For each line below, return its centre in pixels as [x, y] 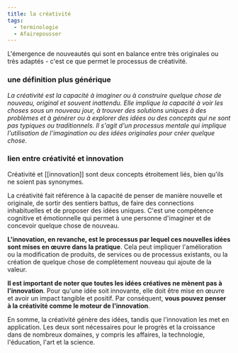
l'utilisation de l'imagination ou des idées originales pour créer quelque [111, 133]
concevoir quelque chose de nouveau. [63, 225]
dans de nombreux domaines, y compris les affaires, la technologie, [106, 335]
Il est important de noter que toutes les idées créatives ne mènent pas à [115, 283]
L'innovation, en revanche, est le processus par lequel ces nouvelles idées [119, 239]
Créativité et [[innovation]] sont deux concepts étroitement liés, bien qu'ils [116, 174]
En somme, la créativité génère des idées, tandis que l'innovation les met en [118, 319]
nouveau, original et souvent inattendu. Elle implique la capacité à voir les [115, 103]
